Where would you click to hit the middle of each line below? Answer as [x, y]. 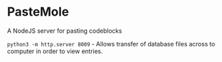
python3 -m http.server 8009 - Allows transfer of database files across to [111, 44]
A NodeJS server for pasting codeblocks [64, 31]
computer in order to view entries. [55, 51]
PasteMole [38, 12]
